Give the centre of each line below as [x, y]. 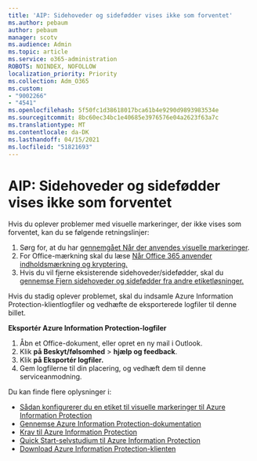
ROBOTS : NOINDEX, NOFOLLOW [52, 67]
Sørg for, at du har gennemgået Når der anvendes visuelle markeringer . [134, 247]
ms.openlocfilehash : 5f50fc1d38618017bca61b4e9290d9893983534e [114, 111]
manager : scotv [33, 37]
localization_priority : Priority [63, 74]
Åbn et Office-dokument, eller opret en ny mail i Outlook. [111, 343]
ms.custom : [26, 88]
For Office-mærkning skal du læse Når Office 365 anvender [116, 256]
